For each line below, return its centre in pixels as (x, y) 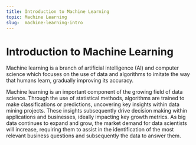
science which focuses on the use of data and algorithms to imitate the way (98, 74)
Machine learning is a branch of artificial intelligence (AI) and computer (92, 68)
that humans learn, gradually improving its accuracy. (70, 81)
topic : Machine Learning (37, 17)
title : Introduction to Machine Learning (58, 11)
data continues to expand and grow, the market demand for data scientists (97, 123)
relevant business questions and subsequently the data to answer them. (94, 136)
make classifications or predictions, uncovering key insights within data (93, 104)
